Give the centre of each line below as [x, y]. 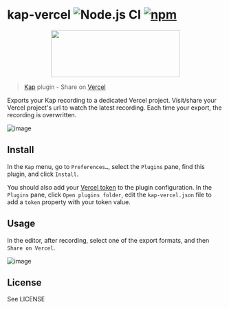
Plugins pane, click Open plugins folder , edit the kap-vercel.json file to [109, 195]
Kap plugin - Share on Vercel [65, 87]
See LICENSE [26, 299]
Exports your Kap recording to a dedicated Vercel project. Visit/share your [112, 100]
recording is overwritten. [42, 114]
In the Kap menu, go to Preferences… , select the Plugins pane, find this [106, 166]
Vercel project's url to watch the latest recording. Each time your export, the [115, 108]
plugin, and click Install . [43, 174]
